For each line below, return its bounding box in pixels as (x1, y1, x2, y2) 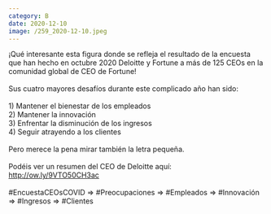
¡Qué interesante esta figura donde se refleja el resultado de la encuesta (8, 50, 251, 59)
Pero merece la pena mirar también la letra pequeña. (8, 144, 185, 155)
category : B (8, 11, 49, 20)
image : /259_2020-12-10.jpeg (8, 27, 107, 35)
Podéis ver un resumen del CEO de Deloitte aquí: (8, 162, 173, 172)
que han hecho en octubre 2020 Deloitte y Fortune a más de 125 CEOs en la (8, 58, 264, 68)
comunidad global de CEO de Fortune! (8, 67, 137, 76)
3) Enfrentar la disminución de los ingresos (8, 119, 152, 129)
